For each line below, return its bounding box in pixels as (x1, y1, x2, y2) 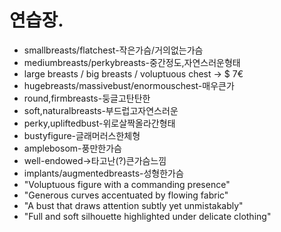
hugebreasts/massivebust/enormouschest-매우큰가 (23, 79, 235, 91)
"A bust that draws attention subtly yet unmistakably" (23, 199, 244, 211)
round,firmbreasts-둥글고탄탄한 (23, 92, 151, 104)
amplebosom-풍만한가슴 (23, 142, 122, 154)
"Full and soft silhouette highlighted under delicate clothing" (23, 210, 272, 222)
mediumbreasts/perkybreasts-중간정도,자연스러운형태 (23, 56, 241, 68)
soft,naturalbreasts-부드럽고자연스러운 (23, 104, 179, 116)
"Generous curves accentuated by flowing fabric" (23, 189, 229, 201)
